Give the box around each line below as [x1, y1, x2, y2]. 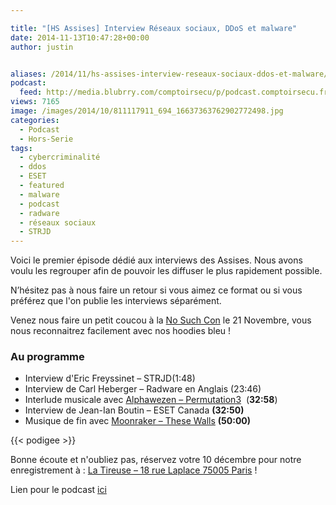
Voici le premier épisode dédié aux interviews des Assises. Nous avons [10, 254, 303, 266]
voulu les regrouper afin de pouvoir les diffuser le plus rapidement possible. [10, 265, 323, 277]
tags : [10, 143, 33, 153]
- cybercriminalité [19, 152, 101, 163]
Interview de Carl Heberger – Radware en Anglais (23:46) [24, 383, 262, 395]
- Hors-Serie [19, 134, 74, 144]
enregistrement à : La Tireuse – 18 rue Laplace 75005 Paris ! [10, 464, 258, 476]
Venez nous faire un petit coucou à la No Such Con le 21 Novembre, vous [10, 314, 312, 326]
